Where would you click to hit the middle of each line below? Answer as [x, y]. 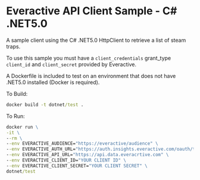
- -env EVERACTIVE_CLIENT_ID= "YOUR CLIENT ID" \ [66, 160]
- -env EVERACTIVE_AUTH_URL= [41, 149]
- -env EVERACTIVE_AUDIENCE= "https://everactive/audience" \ [82, 144]
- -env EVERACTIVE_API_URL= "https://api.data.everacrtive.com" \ [87, 155]
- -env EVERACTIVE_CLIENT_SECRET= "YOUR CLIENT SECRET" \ [77, 166]
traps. [13, 46]
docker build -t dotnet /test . [45, 105]
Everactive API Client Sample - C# [92, 11]
